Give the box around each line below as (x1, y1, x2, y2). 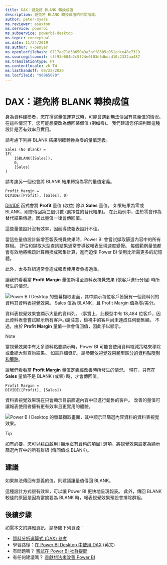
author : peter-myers (5, 17, 49, 22)
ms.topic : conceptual (5, 36, 51, 41)
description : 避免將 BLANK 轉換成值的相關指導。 (5, 12, 99, 17)
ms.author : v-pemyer (5, 45, 49, 50)
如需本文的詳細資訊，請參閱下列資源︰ (5, 525, 84, 531)
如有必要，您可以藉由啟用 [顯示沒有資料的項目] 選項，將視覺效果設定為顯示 (5, 441, 160, 447)
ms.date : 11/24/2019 (5, 40, 49, 45)
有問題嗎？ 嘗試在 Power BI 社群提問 (12, 548, 88, 554)
